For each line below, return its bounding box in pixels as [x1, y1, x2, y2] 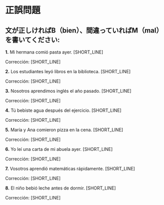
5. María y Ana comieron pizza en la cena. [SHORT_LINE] [5, 127, 123, 133]
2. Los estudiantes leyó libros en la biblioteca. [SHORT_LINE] [5, 69, 131, 74]
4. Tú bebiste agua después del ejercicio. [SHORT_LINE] [5, 107, 122, 113]
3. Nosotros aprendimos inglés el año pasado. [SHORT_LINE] [5, 88, 132, 94]
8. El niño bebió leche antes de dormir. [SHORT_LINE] [5, 185, 116, 191]
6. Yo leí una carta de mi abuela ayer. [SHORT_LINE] [5, 146, 113, 152]
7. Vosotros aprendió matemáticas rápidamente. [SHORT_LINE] [5, 166, 135, 171]
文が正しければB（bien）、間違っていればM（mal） [5, 26, 163, 35]
